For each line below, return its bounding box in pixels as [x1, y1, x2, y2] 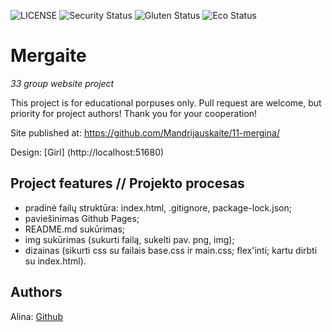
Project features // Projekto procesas [10, 175, 245, 192]
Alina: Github [10, 310, 64, 322]
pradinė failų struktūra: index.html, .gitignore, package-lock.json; [24, 201, 292, 214]
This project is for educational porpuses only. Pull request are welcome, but [10, 96, 322, 109]
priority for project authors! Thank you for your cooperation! [10, 107, 258, 119]
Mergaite [10, 45, 87, 67]
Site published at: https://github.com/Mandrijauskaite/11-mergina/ [10, 126, 280, 139]
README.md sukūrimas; [24, 223, 126, 235]
